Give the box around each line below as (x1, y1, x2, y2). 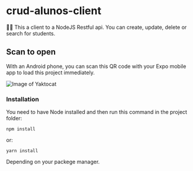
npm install (6, 126, 36, 132)
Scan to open (6, 47, 56, 57)
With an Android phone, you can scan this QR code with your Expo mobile (6, 63, 186, 70)
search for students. (6, 29, 56, 37)
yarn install (6, 148, 38, 154)
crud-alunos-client (6, 4, 102, 18)
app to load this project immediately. (6, 69, 95, 76)
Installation (6, 95, 40, 103)
